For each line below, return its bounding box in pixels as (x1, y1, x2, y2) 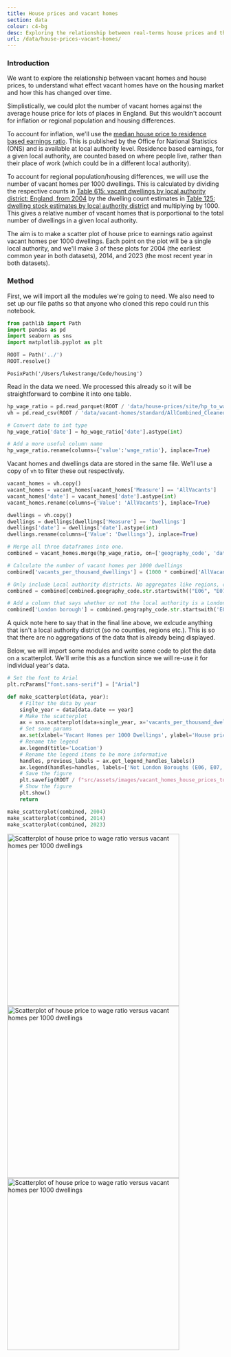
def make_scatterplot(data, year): (7, 693, 109, 700)
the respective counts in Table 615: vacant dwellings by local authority (7, 187, 206, 196)
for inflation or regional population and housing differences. (7, 116, 176, 125)
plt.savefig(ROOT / (19, 777, 76, 783)
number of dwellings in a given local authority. (7, 216, 138, 224)
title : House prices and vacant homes (7, 10, 118, 17)
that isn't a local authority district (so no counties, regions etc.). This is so (7, 626, 215, 634)
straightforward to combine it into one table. (7, 390, 132, 398)
